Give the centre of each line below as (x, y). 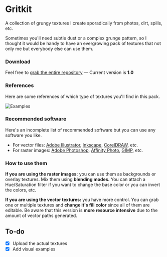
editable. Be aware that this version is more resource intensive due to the (81, 210)
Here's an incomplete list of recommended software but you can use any (80, 130)
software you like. (24, 135)
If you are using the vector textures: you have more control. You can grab (82, 200)
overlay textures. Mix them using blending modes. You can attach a (75, 179)
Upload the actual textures (40, 243)
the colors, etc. (21, 190)
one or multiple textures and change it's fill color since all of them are (77, 205)
